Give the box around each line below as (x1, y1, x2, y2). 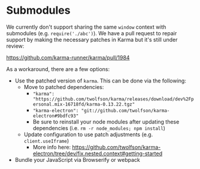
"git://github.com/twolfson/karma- (81, 107, 170, 113)
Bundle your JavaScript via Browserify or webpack (14, 156, 141, 163)
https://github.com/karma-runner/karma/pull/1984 (6, 54, 130, 61)
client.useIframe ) (23, 137, 69, 144)
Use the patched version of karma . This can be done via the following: (14, 77, 187, 84)
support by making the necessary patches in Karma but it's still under (6, 36, 178, 43)
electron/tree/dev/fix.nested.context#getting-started (32, 150, 163, 157)
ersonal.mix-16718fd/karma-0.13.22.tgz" (32, 101, 135, 107)
